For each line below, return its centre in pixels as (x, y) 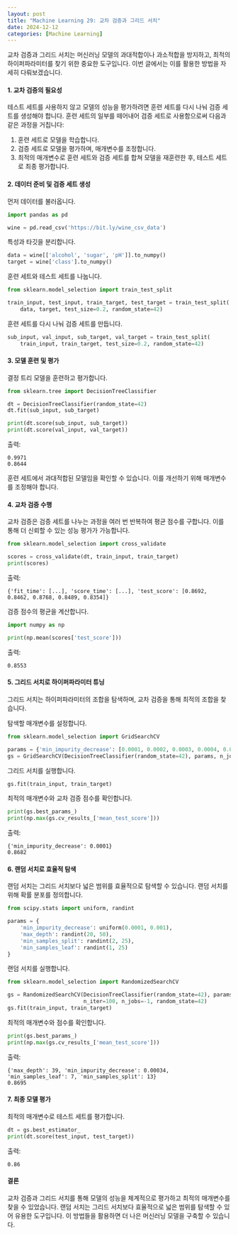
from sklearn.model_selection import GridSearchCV (84, 736)
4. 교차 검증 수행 (30, 504)
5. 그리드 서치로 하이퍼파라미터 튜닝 (56, 682)
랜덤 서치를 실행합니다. (39, 968)
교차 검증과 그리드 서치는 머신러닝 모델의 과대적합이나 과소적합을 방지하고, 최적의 (119, 55)
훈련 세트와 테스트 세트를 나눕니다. (55, 277)
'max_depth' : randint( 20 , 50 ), (66, 934)
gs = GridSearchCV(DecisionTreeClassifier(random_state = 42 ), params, (112, 756)
